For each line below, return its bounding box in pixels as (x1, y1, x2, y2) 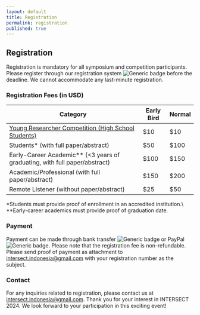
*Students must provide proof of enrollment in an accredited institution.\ (6, 201, 184, 208)
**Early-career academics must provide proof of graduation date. (6, 207, 168, 214)
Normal (169, 110, 191, 118)
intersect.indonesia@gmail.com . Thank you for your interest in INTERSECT (6, 295, 189, 302)
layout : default (6, 8, 46, 15)
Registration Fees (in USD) (6, 91, 84, 99)
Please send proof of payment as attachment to (6, 248, 123, 255)
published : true (6, 25, 46, 32)
